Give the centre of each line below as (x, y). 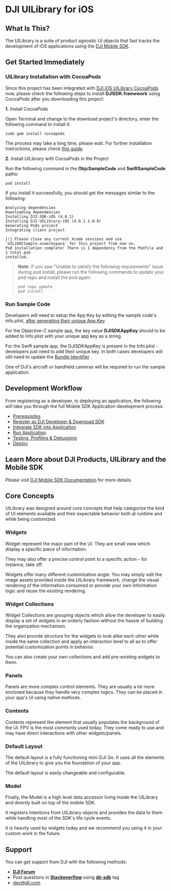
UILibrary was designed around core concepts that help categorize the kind (85, 508)
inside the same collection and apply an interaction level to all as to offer (81, 641)
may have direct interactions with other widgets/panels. (64, 733)
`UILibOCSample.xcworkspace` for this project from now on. (71, 244)
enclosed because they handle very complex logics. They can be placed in (84, 692)
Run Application (29, 432)
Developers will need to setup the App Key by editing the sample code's (81, 315)
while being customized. (31, 519)
